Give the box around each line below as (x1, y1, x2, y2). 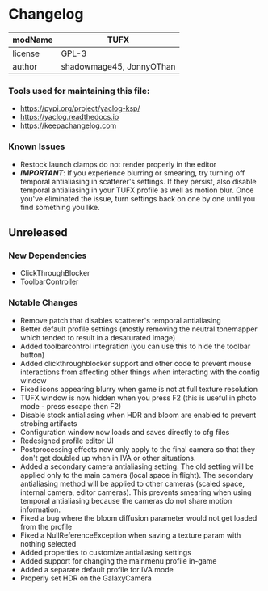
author (12, 61, 38, 72)
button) (19, 349, 45, 360)
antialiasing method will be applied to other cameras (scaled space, (19, 479, 245, 488)
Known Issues (8, 141, 65, 152)
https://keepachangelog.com (19, 120, 117, 130)
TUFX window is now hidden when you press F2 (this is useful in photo (19, 393, 257, 403)
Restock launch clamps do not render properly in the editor (19, 159, 216, 169)
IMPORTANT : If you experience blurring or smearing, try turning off (19, 167, 245, 178)
